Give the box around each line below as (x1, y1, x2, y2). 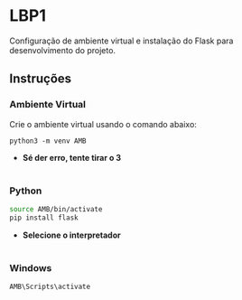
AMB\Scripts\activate (9, 282, 91, 291)
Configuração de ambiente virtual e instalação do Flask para (9, 35, 234, 46)
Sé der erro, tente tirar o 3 (22, 152, 122, 163)
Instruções (9, 71, 72, 87)
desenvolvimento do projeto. (9, 44, 116, 55)
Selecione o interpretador (22, 230, 121, 240)
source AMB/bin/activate (9, 204, 103, 213)
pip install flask (9, 213, 79, 222)
